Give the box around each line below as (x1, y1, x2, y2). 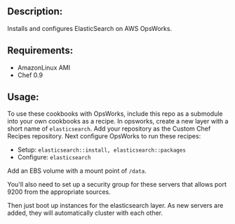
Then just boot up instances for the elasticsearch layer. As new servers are (7, 202, 224, 210)
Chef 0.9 (17, 70, 43, 79)
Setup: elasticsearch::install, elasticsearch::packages (17, 145, 186, 154)
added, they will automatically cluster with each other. (7, 209, 163, 217)
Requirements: (7, 45, 74, 57)
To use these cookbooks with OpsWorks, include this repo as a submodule (7, 110, 223, 118)
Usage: (7, 91, 40, 103)
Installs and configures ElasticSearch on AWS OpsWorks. (7, 24, 173, 32)
